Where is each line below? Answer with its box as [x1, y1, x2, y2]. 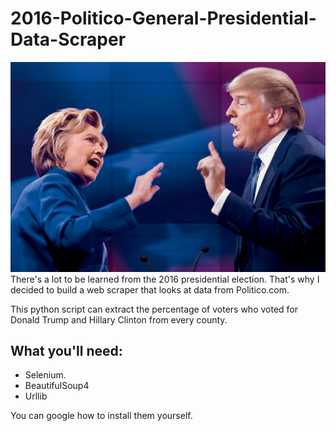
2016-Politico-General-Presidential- [10, 7, 317, 30]
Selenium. [24, 369, 67, 381]
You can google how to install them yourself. [10, 410, 193, 422]
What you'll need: [10, 343, 123, 359]
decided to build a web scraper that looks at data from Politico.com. [10, 283, 290, 296]
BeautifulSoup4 [24, 380, 90, 392]
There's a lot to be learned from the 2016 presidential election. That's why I [10, 273, 320, 285]
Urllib [24, 390, 48, 402]
